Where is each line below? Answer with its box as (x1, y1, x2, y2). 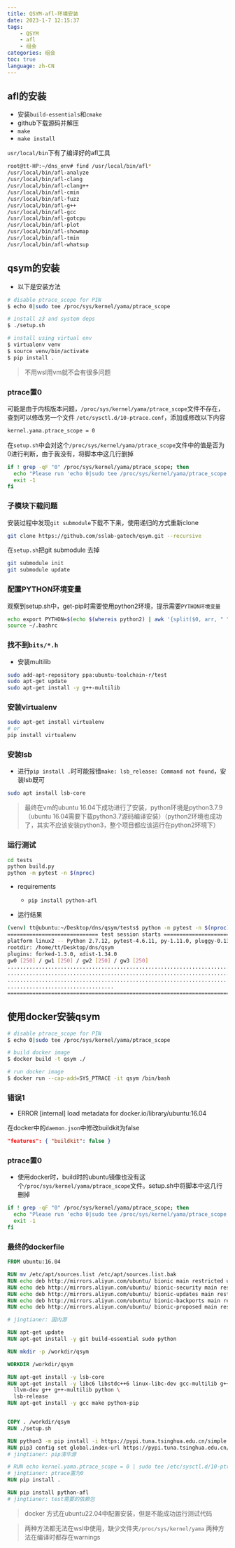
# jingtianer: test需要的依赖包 (7, 1495, 96, 1502)
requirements (17, 882, 56, 891)
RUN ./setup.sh (7, 1424, 52, 1432)
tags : (7, 23, 23, 30)
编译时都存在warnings (36, 1533, 101, 1541)
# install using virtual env (7, 335, 92, 342)
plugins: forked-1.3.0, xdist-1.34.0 (7, 951, 117, 958)
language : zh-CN (7, 62, 55, 70)
